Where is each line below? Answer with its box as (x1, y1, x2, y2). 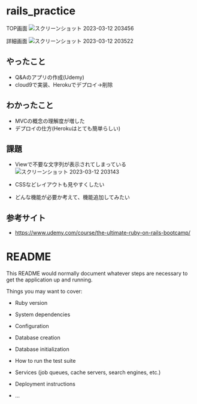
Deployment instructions (14, 381, 76, 388)
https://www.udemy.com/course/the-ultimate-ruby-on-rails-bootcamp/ (14, 229, 190, 237)
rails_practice (6, 4, 76, 18)
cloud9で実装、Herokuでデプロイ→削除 (14, 81, 113, 88)
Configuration (14, 323, 49, 330)
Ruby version (14, 299, 48, 307)
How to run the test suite (14, 357, 76, 365)
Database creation (14, 334, 61, 341)
